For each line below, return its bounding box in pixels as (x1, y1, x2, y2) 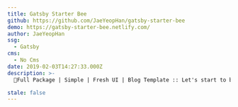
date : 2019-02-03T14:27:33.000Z (7, 63, 103, 70)
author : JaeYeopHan (7, 30, 65, 38)
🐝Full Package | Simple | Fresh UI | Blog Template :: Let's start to (13, 76, 227, 84)
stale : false (7, 89, 46, 96)
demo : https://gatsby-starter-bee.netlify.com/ (7, 23, 151, 30)
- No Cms (13, 57, 40, 64)
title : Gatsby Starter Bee (7, 10, 87, 18)
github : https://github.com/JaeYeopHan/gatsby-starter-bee (7, 17, 186, 24)
